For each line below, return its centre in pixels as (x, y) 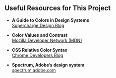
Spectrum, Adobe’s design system (48, 65)
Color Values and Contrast (40, 35)
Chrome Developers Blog (37, 55)
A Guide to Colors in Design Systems (51, 20)
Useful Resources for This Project (58, 8)
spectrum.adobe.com (34, 70)
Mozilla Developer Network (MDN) (47, 40)
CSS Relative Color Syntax (39, 50)
